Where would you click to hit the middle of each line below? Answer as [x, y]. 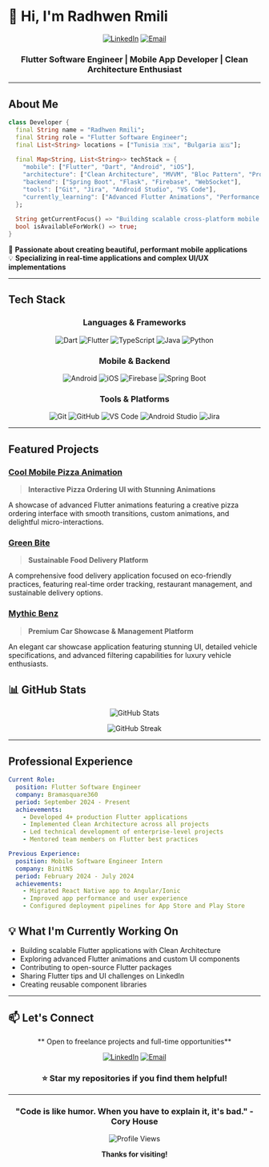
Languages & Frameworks [134, 322]
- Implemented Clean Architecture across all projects [116, 825]
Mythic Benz [33, 614]
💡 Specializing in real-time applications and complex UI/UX [109, 258]
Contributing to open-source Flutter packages [96, 967]
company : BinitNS [44, 869]
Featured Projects [54, 449]
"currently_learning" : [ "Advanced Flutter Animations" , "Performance [141, 197]
